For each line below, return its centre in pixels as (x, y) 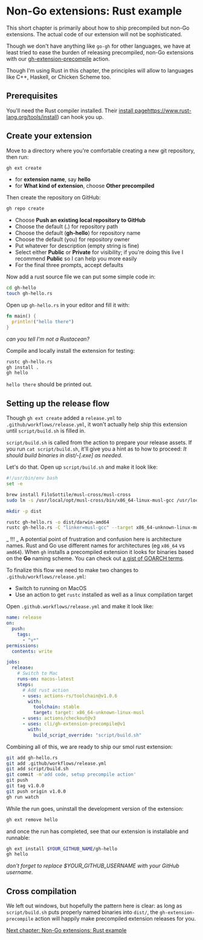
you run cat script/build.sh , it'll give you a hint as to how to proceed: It (96, 449)
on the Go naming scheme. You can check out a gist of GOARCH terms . (95, 559)
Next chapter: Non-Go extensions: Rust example (66, 930)
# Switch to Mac (38, 674)
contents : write (32, 651)
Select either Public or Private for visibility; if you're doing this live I (99, 253)
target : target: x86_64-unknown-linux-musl (89, 713)
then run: (18, 157)
